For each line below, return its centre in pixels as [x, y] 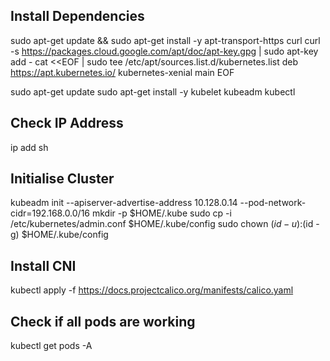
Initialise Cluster [62, 179]
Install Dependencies [77, 16]
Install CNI [43, 265]
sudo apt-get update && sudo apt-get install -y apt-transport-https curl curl [165, 40]
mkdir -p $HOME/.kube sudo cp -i [161, 213]
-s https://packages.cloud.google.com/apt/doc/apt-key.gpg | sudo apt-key [164, 51]
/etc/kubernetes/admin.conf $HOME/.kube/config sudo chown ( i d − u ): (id [162, 224]
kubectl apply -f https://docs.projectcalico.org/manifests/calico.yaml [152, 290]
